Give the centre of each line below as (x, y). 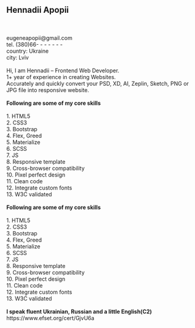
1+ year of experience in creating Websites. (61, 77)
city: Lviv (18, 57)
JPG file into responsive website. (48, 90)
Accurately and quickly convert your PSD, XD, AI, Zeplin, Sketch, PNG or (97, 83)
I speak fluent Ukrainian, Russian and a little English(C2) (79, 311)
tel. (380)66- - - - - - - (35, 44)
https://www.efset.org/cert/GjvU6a (51, 318)
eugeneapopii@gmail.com (39, 38)
